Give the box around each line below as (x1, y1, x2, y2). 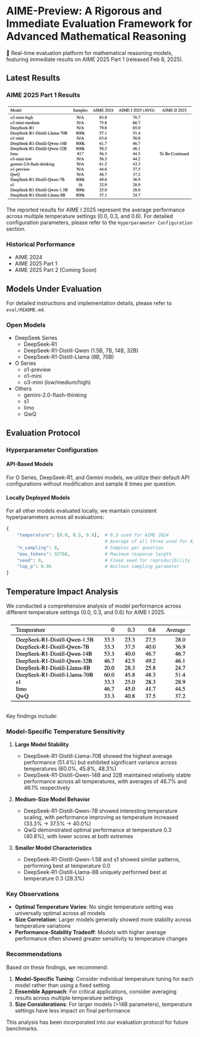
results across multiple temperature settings (14, 994, 123, 1001)
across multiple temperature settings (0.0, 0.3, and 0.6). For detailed (6, 213, 173, 220)
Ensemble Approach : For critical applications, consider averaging (14, 987, 177, 995)
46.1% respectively (23, 784, 70, 791)
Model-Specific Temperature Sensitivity (6, 727, 125, 735)
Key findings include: (6, 712, 58, 719)
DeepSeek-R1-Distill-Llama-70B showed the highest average (23, 753, 173, 759)
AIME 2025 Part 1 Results (6, 91, 80, 99)
